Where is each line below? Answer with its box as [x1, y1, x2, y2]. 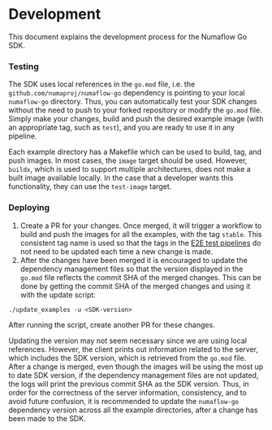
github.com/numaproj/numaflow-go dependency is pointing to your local [8, 88, 245, 98]
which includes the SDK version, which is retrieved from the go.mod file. [8, 353, 247, 362]
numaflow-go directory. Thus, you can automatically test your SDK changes [8, 97, 257, 107]
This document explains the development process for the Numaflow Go [8, 32, 248, 42]
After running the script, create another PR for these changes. [8, 319, 215, 330]
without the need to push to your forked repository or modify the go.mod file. [8, 105, 262, 115]
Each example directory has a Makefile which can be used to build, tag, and [8, 147, 262, 157]
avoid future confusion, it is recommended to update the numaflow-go [8, 396, 240, 406]
